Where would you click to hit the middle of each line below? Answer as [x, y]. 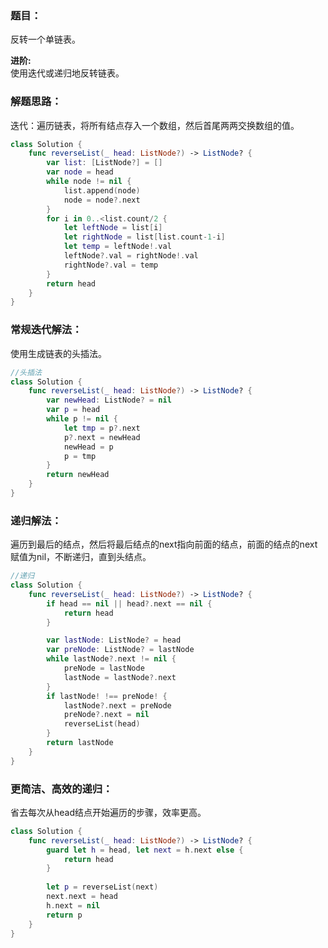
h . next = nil [73, 905]
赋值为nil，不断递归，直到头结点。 [81, 557]
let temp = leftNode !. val [117, 247]
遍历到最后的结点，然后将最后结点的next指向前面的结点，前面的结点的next [164, 544]
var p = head [73, 410]
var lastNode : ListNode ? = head [114, 640]
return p [64, 915]
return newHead [78, 475]
